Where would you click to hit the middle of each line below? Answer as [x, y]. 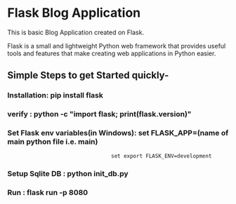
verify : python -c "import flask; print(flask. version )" [99, 114]
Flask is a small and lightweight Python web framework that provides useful [117, 46]
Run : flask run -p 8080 [48, 193]
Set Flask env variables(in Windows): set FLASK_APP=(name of [118, 133]
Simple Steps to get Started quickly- [88, 75]
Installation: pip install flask [55, 95]
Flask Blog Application [74, 13]
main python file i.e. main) [53, 142]
